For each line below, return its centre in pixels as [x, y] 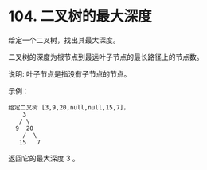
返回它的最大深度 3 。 [44, 158]
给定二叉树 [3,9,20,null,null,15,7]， [69, 107]
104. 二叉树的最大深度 [80, 16]
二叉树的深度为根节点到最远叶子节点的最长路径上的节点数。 [106, 57]
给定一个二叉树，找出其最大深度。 [64, 40]
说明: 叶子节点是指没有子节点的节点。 [70, 73]
